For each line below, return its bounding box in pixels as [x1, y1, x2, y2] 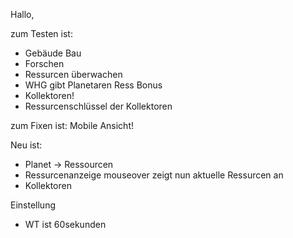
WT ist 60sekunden [24, 219, 107, 230]
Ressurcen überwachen [24, 69, 123, 80]
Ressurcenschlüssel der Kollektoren [24, 100, 173, 112]
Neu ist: [10, 139, 43, 151]
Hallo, [10, 9, 35, 20]
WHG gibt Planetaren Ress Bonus [24, 79, 163, 91]
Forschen [24, 58, 65, 69]
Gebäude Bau [24, 47, 82, 59]
